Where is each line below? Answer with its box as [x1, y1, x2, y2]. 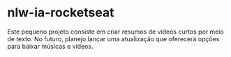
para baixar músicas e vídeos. [7, 42, 94, 50]
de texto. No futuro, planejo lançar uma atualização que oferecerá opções [7, 34, 220, 43]
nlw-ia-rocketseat [7, 5, 114, 21]
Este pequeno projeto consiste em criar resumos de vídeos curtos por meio [7, 27, 225, 36]
